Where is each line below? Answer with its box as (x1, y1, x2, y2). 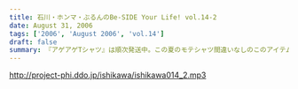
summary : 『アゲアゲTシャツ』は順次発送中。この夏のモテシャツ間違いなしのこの (9, 46, 268, 55)
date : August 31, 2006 (9, 21, 93, 30)
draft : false (9, 37, 58, 47)
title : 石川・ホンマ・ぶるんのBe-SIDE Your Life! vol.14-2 (9, 12, 217, 22)
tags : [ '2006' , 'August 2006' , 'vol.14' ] (9, 29, 165, 38)
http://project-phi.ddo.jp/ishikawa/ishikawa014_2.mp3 (9, 70, 207, 80)
